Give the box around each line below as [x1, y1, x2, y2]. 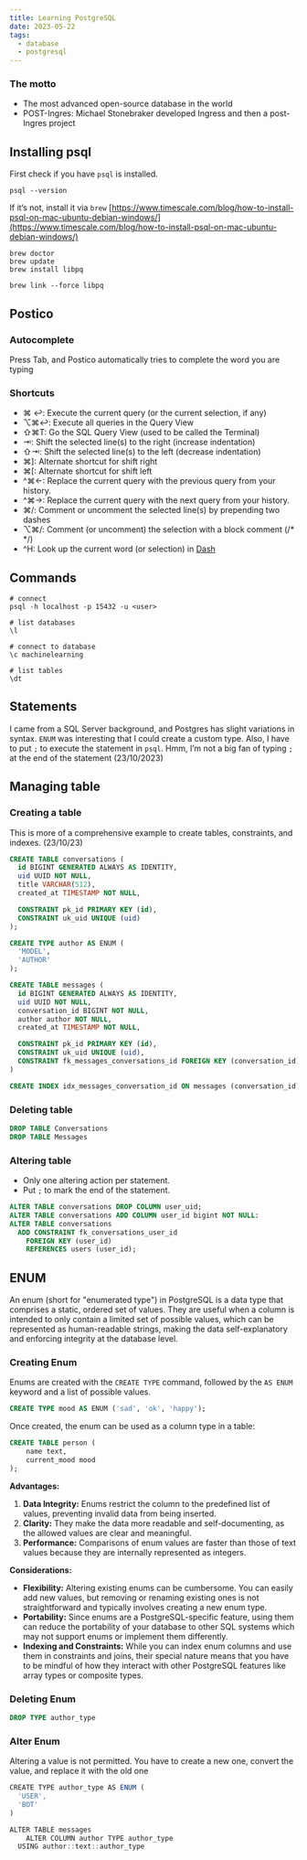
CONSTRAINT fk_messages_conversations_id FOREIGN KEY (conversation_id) [17, 1057, 301, 1066]
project [48, 118, 76, 129]
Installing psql [9, 144, 92, 160]
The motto [9, 78, 57, 91]
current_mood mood [26, 1455, 96, 1464]
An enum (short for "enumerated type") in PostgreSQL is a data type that [9, 1295, 283, 1306]
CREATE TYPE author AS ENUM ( [9, 938, 125, 947]
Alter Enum [9, 1735, 61, 1748]
